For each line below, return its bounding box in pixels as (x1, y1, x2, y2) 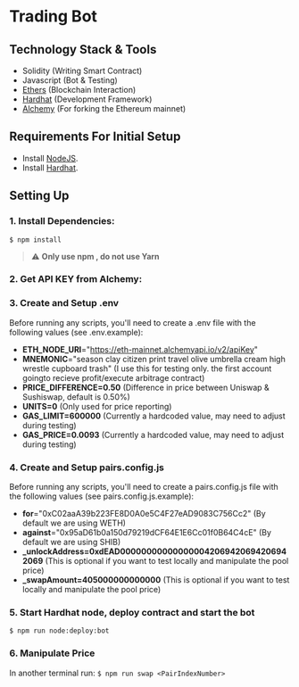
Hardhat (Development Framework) (21, 94, 153, 104)
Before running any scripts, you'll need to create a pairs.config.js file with (9, 482, 278, 492)
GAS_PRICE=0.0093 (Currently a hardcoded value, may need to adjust (21, 429, 284, 440)
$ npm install (9, 235, 62, 244)
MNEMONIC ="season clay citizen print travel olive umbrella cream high (21, 353, 286, 364)
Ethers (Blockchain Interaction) (21, 85, 137, 95)
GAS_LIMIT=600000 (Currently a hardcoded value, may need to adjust (21, 410, 286, 421)
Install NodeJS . (21, 153, 79, 163)
